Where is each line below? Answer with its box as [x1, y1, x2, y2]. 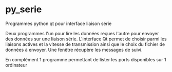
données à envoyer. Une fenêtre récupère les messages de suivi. [5, 46, 143, 53]
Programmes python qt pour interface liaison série [5, 20, 112, 27]
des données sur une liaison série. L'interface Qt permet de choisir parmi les [5, 36, 167, 42]
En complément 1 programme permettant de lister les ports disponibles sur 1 [5, 56, 166, 62]
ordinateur [5, 62, 27, 68]
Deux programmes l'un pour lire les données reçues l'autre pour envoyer [5, 30, 159, 36]
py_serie [5, 4, 42, 15]
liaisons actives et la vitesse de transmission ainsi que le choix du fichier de [5, 41, 165, 47]
